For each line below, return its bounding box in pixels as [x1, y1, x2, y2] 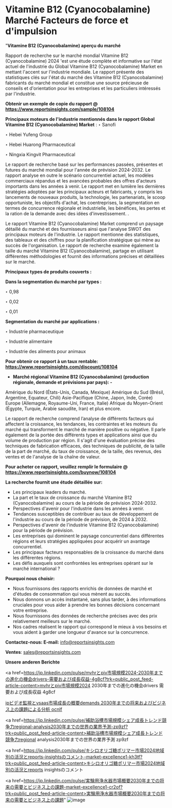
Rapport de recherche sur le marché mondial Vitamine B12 [5, 52, 129, 59]
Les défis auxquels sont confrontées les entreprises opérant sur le [12, 560, 154, 566]
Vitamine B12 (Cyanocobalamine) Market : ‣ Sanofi [5, 121, 116, 127]
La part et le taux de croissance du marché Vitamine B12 [12, 494, 132, 501]
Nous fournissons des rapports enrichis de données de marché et [12, 585, 152, 592]
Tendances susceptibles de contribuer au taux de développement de [12, 510, 159, 517]
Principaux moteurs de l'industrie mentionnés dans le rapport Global [5, 116, 155, 122]
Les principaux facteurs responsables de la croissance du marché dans [12, 549, 164, 555]
